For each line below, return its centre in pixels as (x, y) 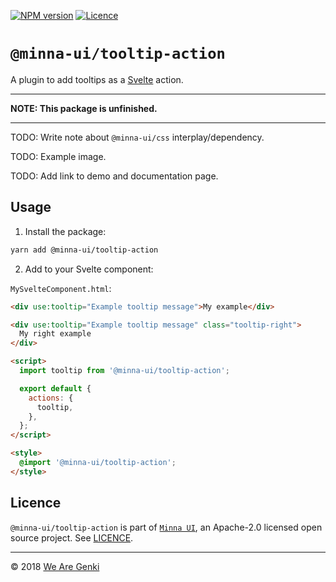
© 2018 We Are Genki (55, 566)
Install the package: (65, 231)
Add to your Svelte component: (89, 269)
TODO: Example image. (58, 156)
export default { (55, 388)
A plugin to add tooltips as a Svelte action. (97, 79)
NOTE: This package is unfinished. (84, 108)
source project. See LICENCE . (72, 537)
